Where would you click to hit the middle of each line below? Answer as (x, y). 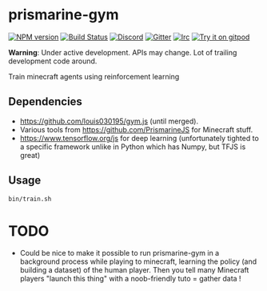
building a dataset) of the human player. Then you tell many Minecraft (134, 270)
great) (30, 155)
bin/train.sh (30, 199)
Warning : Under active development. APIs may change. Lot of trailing (123, 52)
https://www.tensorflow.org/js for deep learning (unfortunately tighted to (139, 138)
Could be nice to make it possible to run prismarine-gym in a (120, 253)
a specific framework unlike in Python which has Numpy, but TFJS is (133, 147)
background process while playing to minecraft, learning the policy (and (138, 261)
